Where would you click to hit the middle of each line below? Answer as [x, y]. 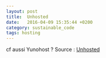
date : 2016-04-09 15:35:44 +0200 [49, 22]
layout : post [22, 11]
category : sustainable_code [40, 28]
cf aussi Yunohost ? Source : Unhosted [53, 49]
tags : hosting [23, 33]
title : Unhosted [27, 17]
